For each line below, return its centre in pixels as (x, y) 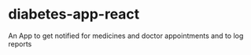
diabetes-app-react (74, 14)
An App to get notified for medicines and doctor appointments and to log (126, 36)
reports (20, 43)
